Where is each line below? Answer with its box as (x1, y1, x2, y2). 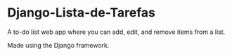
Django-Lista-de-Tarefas (7, 5, 156, 21)
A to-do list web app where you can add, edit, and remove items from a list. (7, 28, 226, 36)
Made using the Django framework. (7, 41, 110, 49)
